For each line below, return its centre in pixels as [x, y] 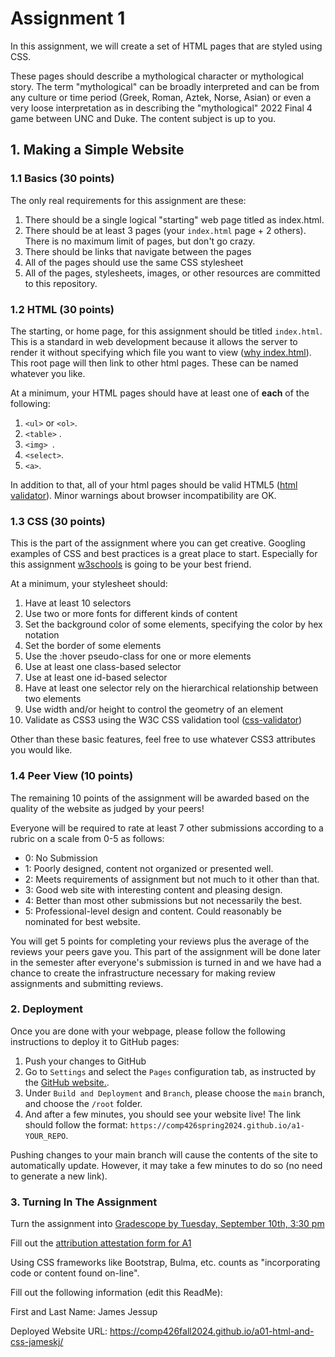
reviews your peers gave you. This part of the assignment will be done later [165, 951]
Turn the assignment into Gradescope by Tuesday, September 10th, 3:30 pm [167, 1224]
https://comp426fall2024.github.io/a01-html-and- [212, 1331]
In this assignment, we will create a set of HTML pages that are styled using [166, 46]
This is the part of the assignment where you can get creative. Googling [158, 543]
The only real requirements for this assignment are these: [128, 200]
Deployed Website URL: [59, 1331]
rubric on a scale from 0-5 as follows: [87, 838]
